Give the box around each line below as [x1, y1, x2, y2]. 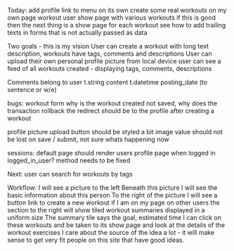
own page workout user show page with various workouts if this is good [7, 13, 216, 22]
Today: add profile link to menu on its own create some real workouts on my [7, 6, 227, 14]
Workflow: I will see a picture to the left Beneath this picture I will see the [7, 184, 218, 192]
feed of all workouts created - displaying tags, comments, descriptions [7, 65, 212, 72]
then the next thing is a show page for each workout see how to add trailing [7, 21, 226, 29]
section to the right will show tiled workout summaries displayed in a [7, 206, 205, 214]
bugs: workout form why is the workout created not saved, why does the [7, 99, 218, 108]
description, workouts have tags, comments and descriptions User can [7, 49, 212, 58]
